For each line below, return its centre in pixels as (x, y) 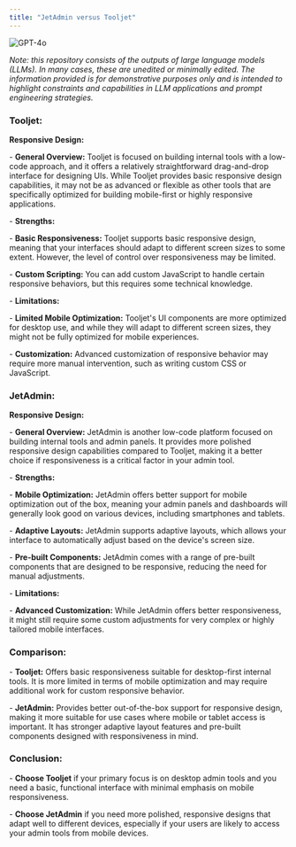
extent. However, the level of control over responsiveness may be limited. (143, 257)
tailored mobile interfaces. (57, 629)
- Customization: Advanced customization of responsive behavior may (139, 354)
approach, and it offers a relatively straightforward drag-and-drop (149, 166)
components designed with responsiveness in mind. (104, 735)
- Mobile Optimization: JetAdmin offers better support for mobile (128, 495)
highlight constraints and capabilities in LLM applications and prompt (136, 88)
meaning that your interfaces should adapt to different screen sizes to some (147, 247)
